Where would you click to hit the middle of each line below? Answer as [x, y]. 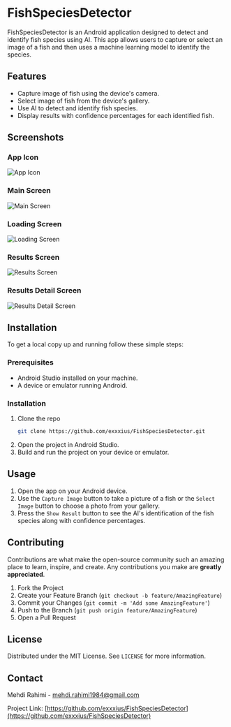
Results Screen [33, 257]
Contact [25, 678]
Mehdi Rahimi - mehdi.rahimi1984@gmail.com [73, 695]
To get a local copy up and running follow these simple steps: [95, 344]
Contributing [36, 543]
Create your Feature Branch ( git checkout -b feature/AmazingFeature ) [120, 595]
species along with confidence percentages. [81, 520]
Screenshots [36, 138]
